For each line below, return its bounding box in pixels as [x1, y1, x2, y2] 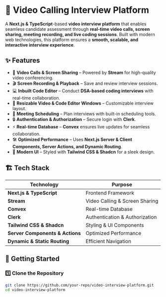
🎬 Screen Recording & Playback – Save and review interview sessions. [12, 80, 158, 86]
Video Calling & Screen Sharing [86, 197, 159, 204]
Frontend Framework [86, 189, 135, 196]
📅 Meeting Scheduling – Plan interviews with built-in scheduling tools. [12, 111, 156, 117]
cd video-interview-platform [5, 288, 65, 293]
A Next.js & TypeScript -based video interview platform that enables [5, 21, 147, 27]
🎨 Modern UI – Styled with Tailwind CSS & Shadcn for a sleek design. [12, 149, 155, 155]
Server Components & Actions [7, 230, 81, 237]
